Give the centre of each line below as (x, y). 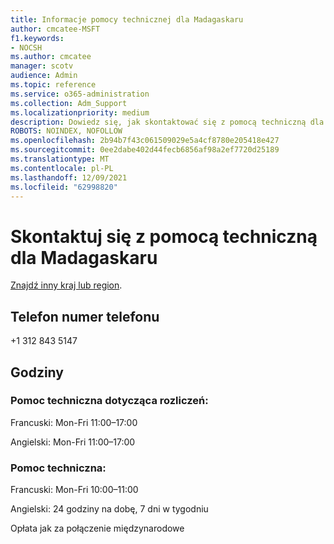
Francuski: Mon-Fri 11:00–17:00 (74, 422)
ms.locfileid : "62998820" (64, 187)
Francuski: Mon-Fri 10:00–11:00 (74, 490)
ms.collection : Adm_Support (69, 103)
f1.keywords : (37, 38)
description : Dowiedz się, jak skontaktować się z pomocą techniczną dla (167, 122)
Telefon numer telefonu (85, 316)
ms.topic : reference (53, 85)
